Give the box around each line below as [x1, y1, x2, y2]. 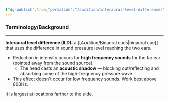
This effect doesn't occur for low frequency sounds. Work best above [12, 76, 157, 82]
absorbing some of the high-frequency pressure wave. [20, 70, 134, 76]
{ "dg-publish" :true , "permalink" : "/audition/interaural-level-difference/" [5, 7, 165, 12]
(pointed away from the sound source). [12, 60, 94, 66]
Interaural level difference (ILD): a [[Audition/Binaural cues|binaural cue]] [5, 39, 158, 45]
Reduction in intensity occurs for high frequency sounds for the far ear [12, 54, 161, 60]
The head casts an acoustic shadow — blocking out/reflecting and [20, 65, 159, 71]
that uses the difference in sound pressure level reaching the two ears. [5, 45, 152, 51]
